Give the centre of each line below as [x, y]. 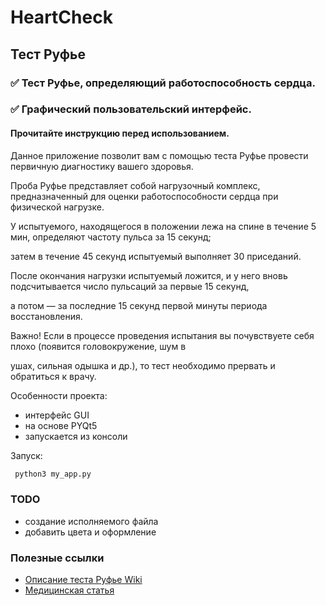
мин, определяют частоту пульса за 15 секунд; [111, 237]
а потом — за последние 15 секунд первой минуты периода [139, 305]
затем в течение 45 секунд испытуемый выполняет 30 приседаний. [156, 256]
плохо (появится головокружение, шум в [98, 346]
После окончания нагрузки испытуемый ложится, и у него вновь [149, 275]
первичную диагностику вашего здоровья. [102, 166]
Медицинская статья [69, 590]
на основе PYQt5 [61, 425]
